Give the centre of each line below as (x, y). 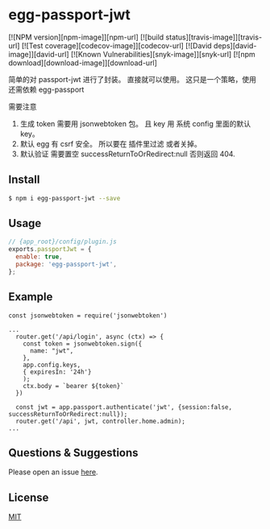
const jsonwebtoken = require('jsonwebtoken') (88, 316)
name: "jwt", (52, 351)
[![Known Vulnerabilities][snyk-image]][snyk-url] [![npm (163, 54)
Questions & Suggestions (73, 453)
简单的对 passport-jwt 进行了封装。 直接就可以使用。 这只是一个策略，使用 (132, 79)
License (29, 497)
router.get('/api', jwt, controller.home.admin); (100, 421)
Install (24, 180)
